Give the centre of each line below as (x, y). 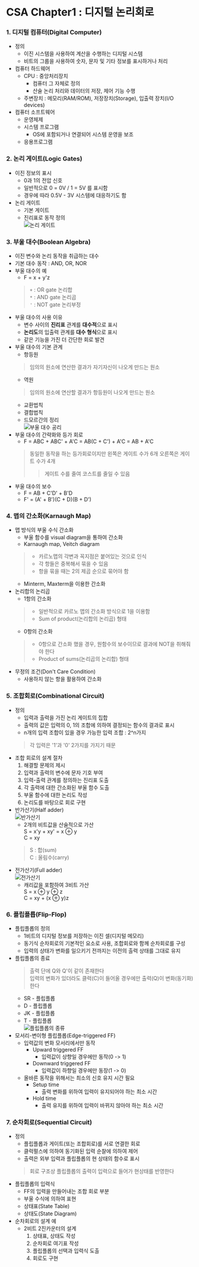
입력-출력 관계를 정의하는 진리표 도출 (66, 780)
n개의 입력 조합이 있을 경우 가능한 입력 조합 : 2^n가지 (85, 732)
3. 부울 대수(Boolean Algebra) (48, 242)
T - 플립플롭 (38, 1020)
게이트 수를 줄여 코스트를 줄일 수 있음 (87, 474)
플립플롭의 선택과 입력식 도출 (66, 1251)
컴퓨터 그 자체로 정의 (56, 83)
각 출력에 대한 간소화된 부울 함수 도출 (67, 787)
